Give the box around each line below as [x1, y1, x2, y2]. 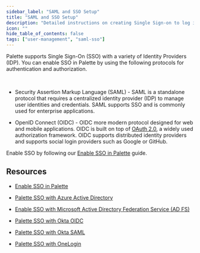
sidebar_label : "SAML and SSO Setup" [6, 8, 100, 15]
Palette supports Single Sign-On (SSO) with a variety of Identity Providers [6, 53, 187, 60]
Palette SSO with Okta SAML [14, 229, 85, 236]
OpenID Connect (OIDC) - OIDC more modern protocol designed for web [14, 119, 193, 126]
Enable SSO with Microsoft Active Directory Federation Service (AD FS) [14, 205, 190, 213]
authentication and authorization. [6, 65, 87, 72]
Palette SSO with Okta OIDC [14, 217, 84, 224]
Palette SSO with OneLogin [14, 240, 82, 247]
